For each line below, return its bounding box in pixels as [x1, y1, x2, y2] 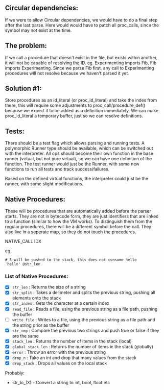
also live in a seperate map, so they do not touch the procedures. [5, 229, 136, 235]
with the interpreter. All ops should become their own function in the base [5, 150, 153, 156]
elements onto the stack [12, 295, 61, 301]
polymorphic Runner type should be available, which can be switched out [5, 146, 153, 151]
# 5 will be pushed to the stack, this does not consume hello [5, 257, 137, 263]
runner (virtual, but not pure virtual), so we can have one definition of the [5, 156, 152, 162]
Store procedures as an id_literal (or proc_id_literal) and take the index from [5, 97, 157, 103]
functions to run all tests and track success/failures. [5, 166, 110, 172]
